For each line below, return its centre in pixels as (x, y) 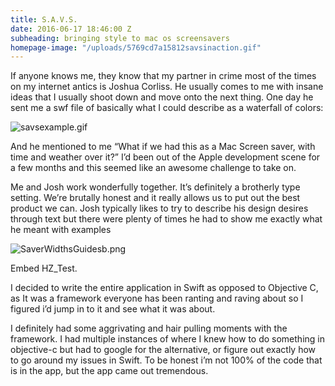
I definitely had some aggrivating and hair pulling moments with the (149, 328)
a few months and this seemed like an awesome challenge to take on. (153, 168)
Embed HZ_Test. (44, 268)
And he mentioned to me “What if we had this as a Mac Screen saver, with (163, 147)
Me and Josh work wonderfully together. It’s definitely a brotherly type (155, 187)
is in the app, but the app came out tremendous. (109, 371)
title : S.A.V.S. (44, 19)
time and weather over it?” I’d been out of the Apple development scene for (165, 157)
